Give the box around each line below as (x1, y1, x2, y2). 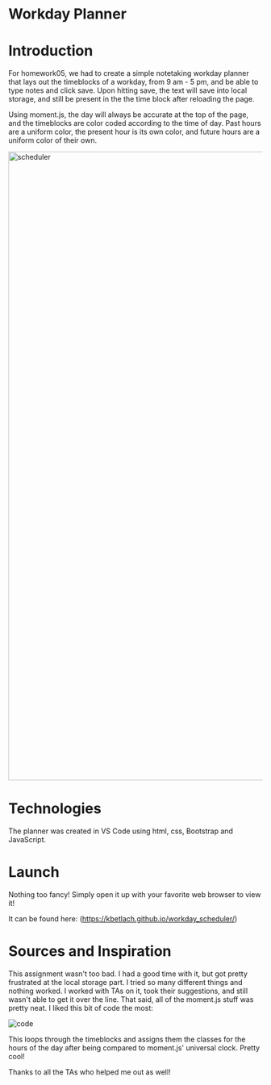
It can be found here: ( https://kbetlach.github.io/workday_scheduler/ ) (8, 914, 238, 924)
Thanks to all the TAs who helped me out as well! (8, 1066, 171, 1077)
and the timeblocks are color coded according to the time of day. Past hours (8, 119, 261, 128)
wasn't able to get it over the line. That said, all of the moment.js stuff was (8, 994, 254, 1004)
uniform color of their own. (8, 136, 98, 145)
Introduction (8, 42, 94, 61)
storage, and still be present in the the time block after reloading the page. (8, 94, 255, 104)
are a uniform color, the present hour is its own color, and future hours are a (8, 127, 261, 137)
